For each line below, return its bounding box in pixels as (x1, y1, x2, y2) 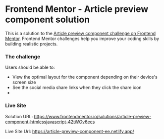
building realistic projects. (5, 41, 58, 46)
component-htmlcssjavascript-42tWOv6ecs (5, 119, 95, 125)
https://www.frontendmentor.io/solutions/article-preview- (34, 113, 152, 119)
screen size (12, 79, 36, 85)
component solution (5, 14, 90, 25)
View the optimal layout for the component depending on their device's (12, 74, 158, 80)
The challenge (5, 53, 41, 60)
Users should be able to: (5, 64, 55, 70)
